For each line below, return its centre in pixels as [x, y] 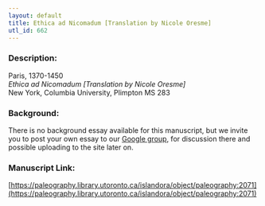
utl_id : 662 [28, 30]
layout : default [35, 16]
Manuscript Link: [42, 168]
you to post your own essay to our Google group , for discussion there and [129, 138]
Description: [33, 58]
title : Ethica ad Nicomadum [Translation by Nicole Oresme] [110, 23]
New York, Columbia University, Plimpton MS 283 [90, 92]
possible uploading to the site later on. [71, 147]
